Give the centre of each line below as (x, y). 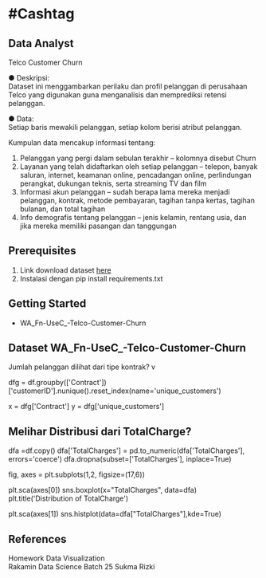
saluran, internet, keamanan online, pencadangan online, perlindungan (136, 175)
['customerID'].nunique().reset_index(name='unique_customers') (115, 391)
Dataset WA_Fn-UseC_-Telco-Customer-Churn (127, 348)
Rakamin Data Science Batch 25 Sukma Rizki (82, 567)
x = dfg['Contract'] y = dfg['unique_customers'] (86, 407)
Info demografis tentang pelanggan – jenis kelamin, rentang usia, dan (133, 217)
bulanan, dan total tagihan (63, 209)
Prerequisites (42, 251)
